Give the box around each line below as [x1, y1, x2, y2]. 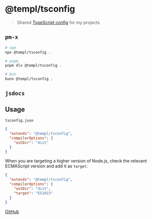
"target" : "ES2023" [14, 191, 53, 196]
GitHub [5, 208, 19, 215]
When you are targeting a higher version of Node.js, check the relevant [5, 158, 147, 164]
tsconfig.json [5, 118, 34, 123]
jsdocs [5, 90, 25, 97]
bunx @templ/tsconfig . [5, 76, 53, 81]
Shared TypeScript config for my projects [17, 19, 100, 25]
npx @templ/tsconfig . [5, 50, 51, 55]
